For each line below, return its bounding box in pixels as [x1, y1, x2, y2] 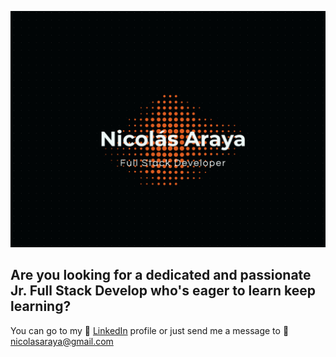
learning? [10, 298, 72, 315]
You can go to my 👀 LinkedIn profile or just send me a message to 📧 [10, 324, 290, 336]
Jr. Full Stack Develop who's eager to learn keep [10, 282, 316, 300]
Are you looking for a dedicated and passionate [10, 267, 312, 284]
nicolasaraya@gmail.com [10, 335, 114, 347]
